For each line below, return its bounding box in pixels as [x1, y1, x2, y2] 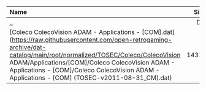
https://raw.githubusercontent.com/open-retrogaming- [12, 36, 172, 44]
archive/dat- [9, 43, 47, 51]
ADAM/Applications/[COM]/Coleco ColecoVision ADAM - [9, 58, 175, 66]
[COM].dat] [142, 28, 175, 36]
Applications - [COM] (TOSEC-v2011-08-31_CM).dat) [9, 74, 173, 81]
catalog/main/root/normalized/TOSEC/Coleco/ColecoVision [9, 51, 181, 59]
